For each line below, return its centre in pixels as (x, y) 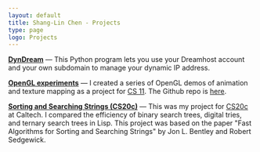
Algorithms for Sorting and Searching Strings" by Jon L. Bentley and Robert (130, 132)
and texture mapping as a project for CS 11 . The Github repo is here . (117, 92)
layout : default (34, 15)
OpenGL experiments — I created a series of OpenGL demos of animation (128, 83)
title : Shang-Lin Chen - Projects (65, 23)
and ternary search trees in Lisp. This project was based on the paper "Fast (130, 123)
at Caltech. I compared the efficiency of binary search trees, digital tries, (125, 115)
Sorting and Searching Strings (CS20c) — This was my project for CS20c (128, 107)
